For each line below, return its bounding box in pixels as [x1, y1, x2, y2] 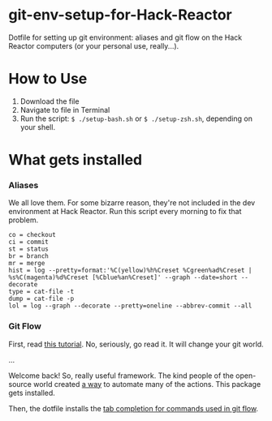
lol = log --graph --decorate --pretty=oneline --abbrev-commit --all [8, 302, 253, 310]
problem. [8, 215, 39, 225]
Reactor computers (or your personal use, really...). [8, 41, 179, 50]
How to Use [8, 70, 88, 88]
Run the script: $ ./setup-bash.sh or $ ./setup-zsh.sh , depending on [19, 114, 253, 123]
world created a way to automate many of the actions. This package [33, 379, 261, 389]
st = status [8, 245, 49, 253]
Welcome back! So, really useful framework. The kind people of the [8, 371, 234, 380]
